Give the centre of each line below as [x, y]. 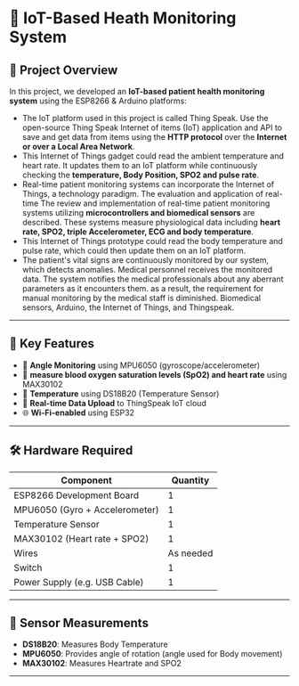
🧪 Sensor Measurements [79, 623]
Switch [28, 568]
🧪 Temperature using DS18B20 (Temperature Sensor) [121, 393]
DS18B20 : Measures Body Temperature [95, 644]
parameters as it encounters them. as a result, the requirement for [143, 288]
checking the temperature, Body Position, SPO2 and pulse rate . [141, 175]
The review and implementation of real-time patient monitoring [155, 203]
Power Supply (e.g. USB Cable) [79, 582]
